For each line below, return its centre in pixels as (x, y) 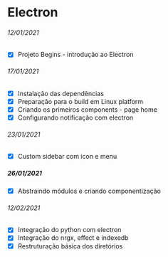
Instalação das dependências (61, 93)
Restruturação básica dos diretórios (70, 246)
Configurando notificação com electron (75, 117)
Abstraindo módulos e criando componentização (89, 191)
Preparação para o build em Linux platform (80, 101)
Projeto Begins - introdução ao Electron (75, 55)
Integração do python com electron (69, 230)
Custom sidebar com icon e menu (67, 157)
